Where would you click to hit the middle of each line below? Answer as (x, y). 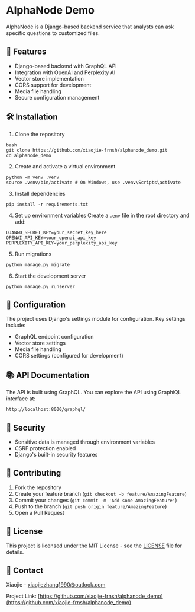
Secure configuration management (57, 97)
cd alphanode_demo (29, 155)
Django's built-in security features (56, 455)
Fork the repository (38, 487)
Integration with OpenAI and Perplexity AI (65, 72)
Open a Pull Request (40, 512)
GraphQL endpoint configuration (54, 337)
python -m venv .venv (33, 177)
